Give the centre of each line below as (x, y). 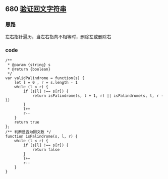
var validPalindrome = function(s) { (45, 78)
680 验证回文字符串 (36, 9)
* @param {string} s (29, 65)
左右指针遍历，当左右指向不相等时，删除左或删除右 (58, 36)
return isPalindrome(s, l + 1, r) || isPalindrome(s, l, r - (98, 96)
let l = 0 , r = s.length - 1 (46, 82)
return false (46, 150)
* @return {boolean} (29, 69)
